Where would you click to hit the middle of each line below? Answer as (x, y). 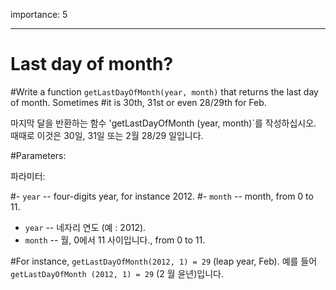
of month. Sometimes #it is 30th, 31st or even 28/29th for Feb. (138, 102)
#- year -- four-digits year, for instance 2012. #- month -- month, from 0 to (162, 196)
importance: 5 (39, 14)
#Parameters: (38, 155)
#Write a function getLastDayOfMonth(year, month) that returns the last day (164, 91)
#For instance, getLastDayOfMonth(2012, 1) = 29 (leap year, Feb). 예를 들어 (164, 261)
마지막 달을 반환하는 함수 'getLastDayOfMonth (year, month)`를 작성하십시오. (163, 123)
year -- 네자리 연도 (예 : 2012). (85, 227)
